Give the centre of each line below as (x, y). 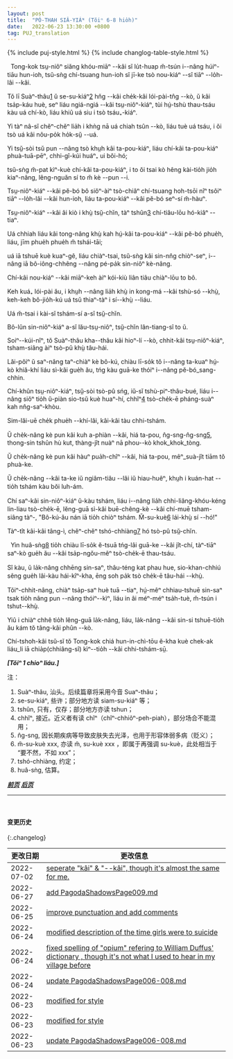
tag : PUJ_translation (38, 33)
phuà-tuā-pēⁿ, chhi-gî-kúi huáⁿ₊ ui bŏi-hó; (68, 156)
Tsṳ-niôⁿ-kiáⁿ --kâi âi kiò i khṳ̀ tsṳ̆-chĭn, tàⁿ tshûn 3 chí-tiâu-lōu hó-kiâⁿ (108, 213)
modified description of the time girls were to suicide (132, 932)
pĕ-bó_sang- (198, 370)
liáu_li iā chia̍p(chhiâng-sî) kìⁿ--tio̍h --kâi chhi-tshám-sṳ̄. (88, 649)
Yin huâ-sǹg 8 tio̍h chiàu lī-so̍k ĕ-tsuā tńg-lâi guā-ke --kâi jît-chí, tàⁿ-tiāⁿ (113, 545)
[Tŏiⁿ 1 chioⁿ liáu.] (33, 663)
